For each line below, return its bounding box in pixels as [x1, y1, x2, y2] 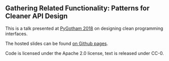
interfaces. [5, 30, 28, 37]
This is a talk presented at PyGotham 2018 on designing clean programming [5, 25, 163, 31]
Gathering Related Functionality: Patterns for [5, 4, 150, 13]
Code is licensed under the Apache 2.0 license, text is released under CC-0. [5, 50, 164, 56]
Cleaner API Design [5, 12, 68, 21]
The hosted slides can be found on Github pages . [5, 40, 108, 46]
